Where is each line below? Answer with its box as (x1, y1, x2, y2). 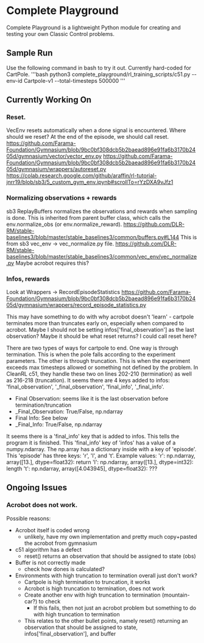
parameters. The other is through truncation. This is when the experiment (6, 357, 191, 365)
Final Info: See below (15, 415, 68, 422)
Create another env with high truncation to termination (24, 591, 161, 599)
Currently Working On (6, 95, 92, 105)
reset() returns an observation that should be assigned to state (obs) (24, 552, 196, 560)
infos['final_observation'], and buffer (24, 630, 116, 637)
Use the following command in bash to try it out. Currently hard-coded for (6, 64, 192, 71)
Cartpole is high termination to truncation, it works (24, 578, 150, 585)
